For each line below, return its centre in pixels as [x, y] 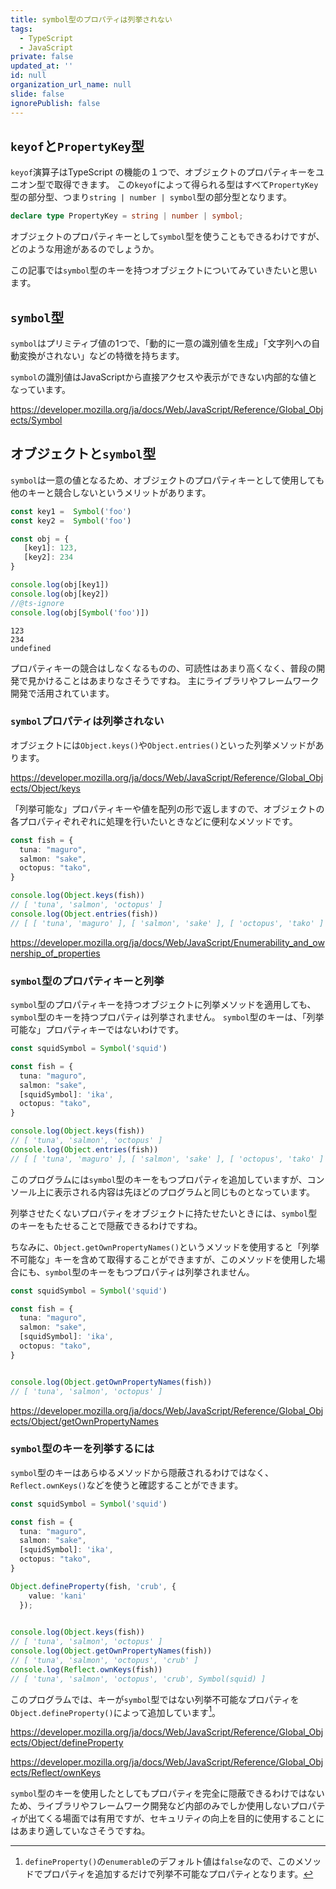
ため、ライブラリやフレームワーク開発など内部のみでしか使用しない [150, 1806]
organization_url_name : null [71, 85]
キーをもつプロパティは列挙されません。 [172, 1272]
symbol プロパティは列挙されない [87, 721]
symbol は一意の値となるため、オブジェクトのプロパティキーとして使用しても [167, 480]
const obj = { [40, 539]
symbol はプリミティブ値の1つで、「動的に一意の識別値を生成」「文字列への [161, 343]
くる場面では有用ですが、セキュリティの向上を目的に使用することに [184, 1818]
